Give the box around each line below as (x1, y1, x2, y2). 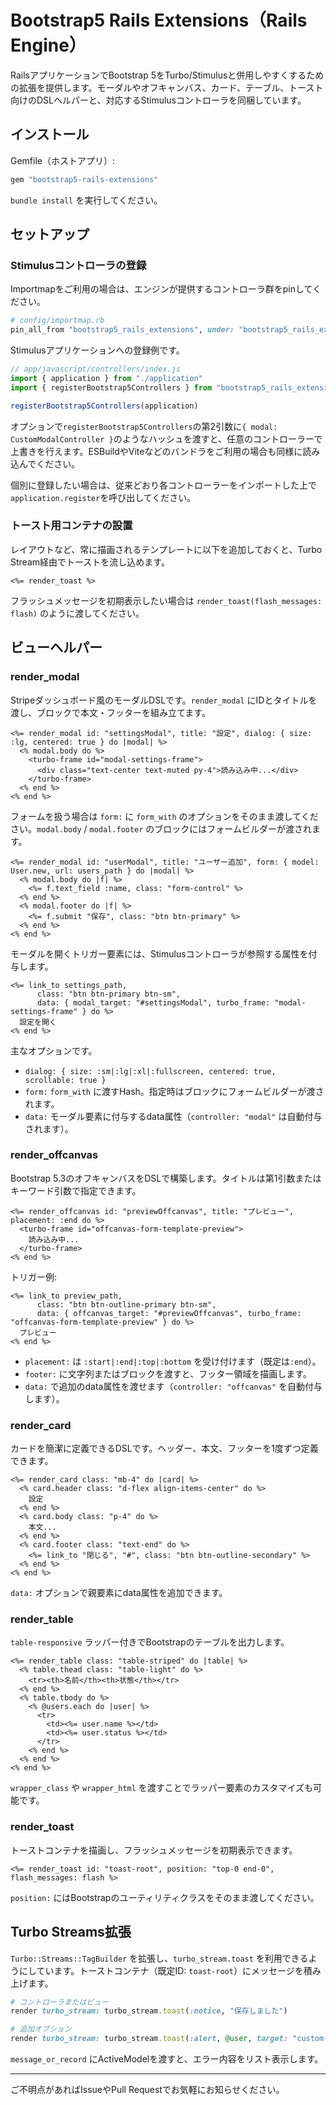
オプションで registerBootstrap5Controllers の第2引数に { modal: (10, 420, 278, 432)
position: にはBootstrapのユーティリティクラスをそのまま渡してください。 (10, 1891, 320, 1903)
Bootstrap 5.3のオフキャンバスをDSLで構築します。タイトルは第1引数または (10, 1172, 322, 1184)
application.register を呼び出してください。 (10, 491, 197, 503)
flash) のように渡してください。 (10, 607, 145, 619)
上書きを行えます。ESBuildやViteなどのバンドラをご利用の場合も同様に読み (10, 445, 321, 457)
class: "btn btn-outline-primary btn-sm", (36, 1299, 217, 1310)
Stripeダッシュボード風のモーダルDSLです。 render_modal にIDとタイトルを (10, 694, 318, 706)
